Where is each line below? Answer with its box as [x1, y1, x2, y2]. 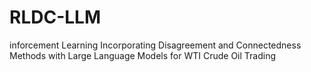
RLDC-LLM [9, 6, 102, 29]
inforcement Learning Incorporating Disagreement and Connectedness [9, 39, 302, 51]
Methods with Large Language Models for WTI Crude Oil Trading [9, 49, 277, 61]
